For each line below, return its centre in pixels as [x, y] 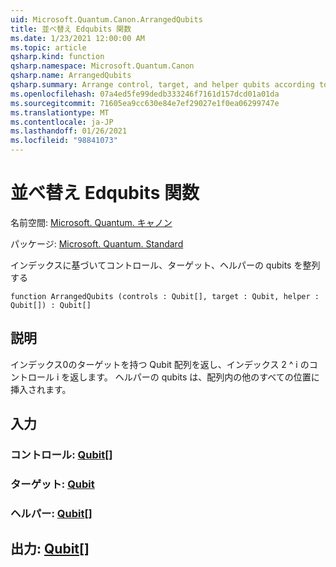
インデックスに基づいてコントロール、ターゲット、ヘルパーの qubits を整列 [165, 265]
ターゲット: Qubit [52, 484]
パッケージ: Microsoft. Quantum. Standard [97, 243]
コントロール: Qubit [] [61, 455]
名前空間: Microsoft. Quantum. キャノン [91, 222]
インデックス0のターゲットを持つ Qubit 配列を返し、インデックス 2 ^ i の [160, 364]
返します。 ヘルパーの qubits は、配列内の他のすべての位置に [194, 377]
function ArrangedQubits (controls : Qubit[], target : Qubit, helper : [165, 296]
